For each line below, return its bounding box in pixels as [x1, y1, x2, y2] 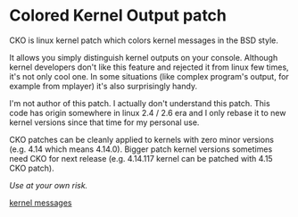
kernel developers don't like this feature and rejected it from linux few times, [9, 62, 289, 72]
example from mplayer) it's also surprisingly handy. [9, 80, 198, 91]
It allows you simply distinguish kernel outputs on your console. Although [9, 52, 278, 63]
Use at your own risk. [9, 179, 88, 190]
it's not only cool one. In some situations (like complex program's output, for [9, 71, 290, 81]
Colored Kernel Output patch [9, 5, 228, 26]
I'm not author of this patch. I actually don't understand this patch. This [9, 97, 270, 108]
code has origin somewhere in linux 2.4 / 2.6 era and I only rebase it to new [9, 107, 286, 118]
